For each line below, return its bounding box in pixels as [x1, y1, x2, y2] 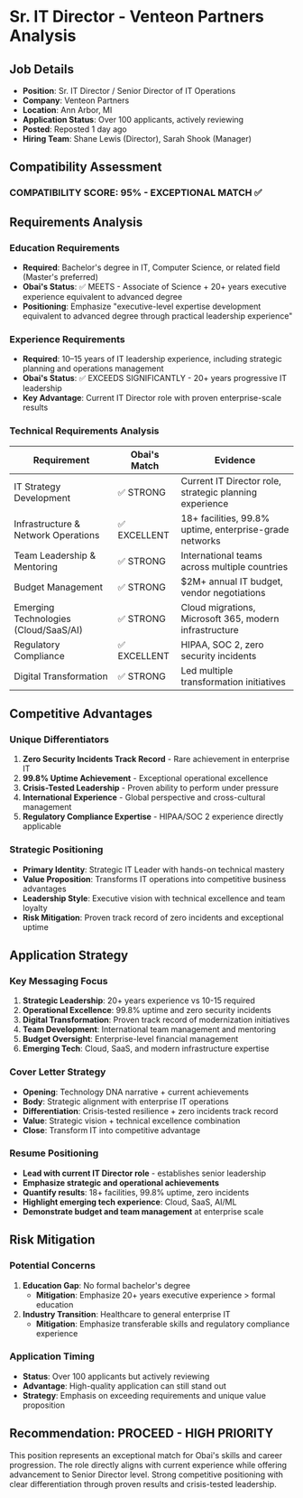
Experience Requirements [9, 332, 125, 345]
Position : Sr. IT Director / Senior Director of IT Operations [22, 86, 236, 96]
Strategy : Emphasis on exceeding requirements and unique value [22, 1390, 266, 1400]
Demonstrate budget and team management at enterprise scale [22, 1205, 264, 1216]
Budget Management [14, 581, 104, 593]
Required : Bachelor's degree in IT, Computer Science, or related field [22, 262, 280, 273]
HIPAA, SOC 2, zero [180, 638, 264, 651]
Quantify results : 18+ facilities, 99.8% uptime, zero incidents [22, 1186, 250, 1197]
